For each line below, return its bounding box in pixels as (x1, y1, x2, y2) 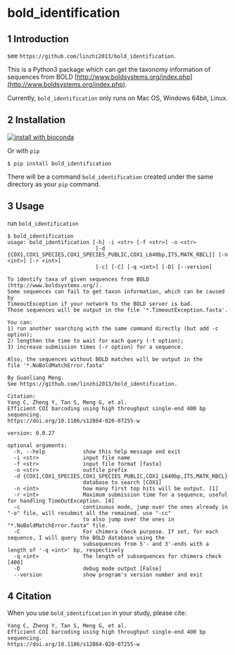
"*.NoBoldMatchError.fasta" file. (7, 522, 109, 529)
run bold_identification (7, 219, 79, 227)
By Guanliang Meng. (7, 374, 65, 381)
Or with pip (7, 146, 40, 155)
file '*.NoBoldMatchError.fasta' (7, 362, 106, 369)
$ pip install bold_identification (7, 160, 112, 167)
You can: (7, 319, 33, 326)
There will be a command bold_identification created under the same (7, 172, 213, 181)
